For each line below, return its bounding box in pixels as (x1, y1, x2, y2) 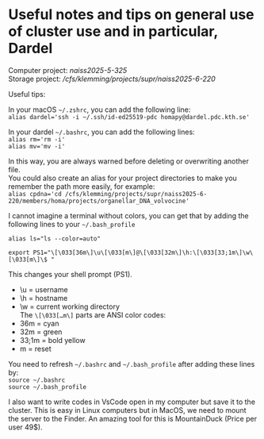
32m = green (19, 327, 63, 337)
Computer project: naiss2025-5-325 (8, 65, 128, 75)
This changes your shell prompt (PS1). (8, 269, 132, 279)
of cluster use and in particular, (8, 22, 218, 40)
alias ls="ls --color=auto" (8, 234, 101, 243)
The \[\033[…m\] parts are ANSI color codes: (19, 310, 166, 319)
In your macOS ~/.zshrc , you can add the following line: (8, 105, 191, 114)
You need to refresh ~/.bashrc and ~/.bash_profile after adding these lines (8, 359, 255, 368)
